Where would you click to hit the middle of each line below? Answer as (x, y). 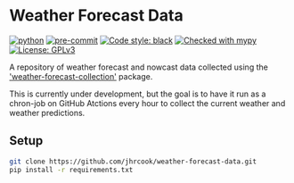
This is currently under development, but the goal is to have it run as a (138, 94)
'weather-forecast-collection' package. (81, 76)
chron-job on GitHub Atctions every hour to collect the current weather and (147, 103)
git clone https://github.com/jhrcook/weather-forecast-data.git (133, 162)
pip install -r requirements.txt (71, 170)
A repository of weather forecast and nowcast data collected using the (139, 67)
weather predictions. (47, 112)
